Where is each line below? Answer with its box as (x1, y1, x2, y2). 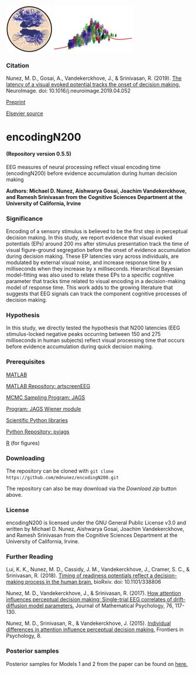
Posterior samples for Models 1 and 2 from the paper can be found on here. (6, 660, 188, 667)
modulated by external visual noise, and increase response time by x (6, 258, 171, 266)
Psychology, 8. (6, 632, 42, 640)
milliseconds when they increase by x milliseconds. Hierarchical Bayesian (6, 265, 183, 272)
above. (6, 491, 23, 498)
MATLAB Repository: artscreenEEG (6, 382, 91, 389)
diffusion (6, 602, 27, 610)
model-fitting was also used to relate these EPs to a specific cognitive (6, 271, 174, 278)
